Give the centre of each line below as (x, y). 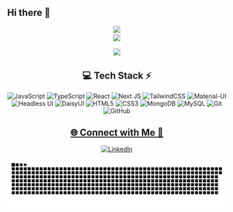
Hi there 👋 (29, 13)
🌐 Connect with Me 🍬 (117, 133)
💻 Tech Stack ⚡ (117, 76)
